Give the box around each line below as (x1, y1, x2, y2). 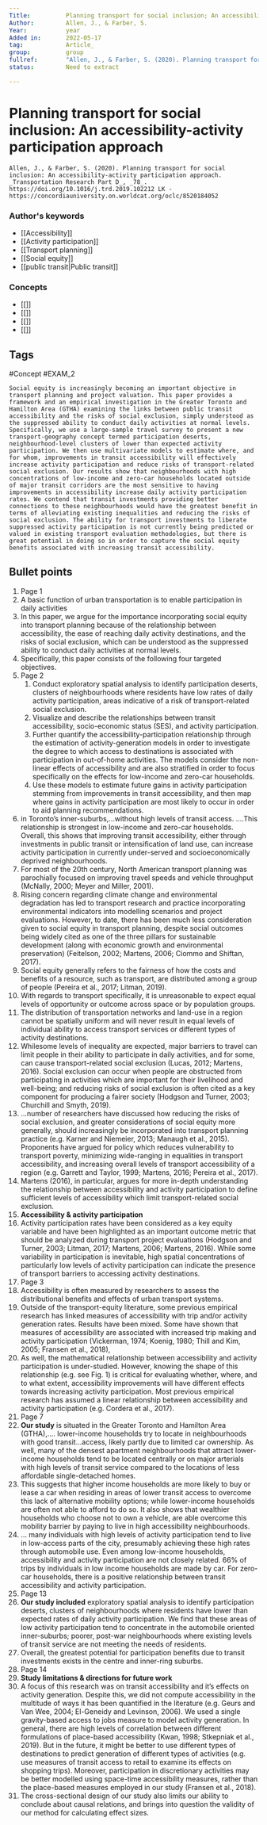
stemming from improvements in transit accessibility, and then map (32, 788, 252, 798)
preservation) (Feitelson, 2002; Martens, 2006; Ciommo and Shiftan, (20, 948, 245, 958)
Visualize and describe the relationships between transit (32, 713, 216, 722)
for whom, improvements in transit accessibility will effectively (9, 453, 237, 462)
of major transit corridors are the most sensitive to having (9, 481, 219, 490)
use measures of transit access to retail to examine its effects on (20, 1757, 232, 1766)
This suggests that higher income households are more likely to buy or (20, 1479, 251, 1489)
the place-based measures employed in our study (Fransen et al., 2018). (20, 1782, 257, 1792)
